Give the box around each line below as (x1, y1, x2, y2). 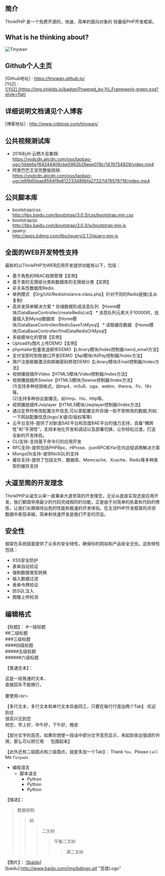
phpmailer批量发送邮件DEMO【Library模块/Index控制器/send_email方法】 (12, 346, 161, 352)
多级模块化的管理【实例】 (12, 334, 64, 340)
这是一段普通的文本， (5, 676, 48, 682)
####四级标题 (5, 642, 33, 648)
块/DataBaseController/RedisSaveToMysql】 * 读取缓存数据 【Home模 (12, 322, 154, 328)
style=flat (5, 91, 25, 97)
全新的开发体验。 (12, 432, 47, 438)
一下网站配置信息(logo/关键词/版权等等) (12, 414, 92, 420)
